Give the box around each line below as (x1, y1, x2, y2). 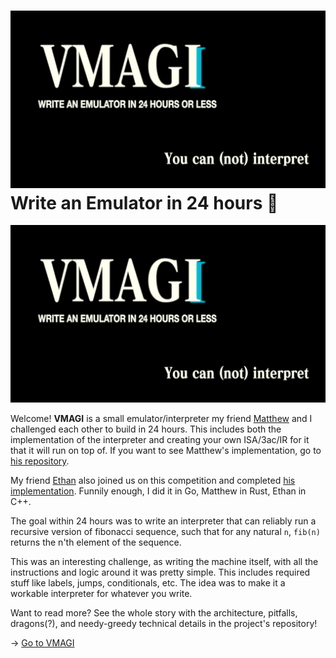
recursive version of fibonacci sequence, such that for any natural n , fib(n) (10, 525, 321, 537)
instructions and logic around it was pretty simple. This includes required (10, 566, 311, 578)
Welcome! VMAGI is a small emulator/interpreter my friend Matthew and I (10, 412, 313, 424)
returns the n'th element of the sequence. (10, 536, 182, 548)
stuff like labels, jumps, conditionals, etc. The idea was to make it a (10, 576, 286, 589)
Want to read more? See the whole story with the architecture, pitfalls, (10, 606, 298, 619)
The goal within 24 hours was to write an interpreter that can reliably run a (10, 515, 317, 527)
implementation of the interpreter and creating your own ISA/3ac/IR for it (10, 433, 310, 445)
